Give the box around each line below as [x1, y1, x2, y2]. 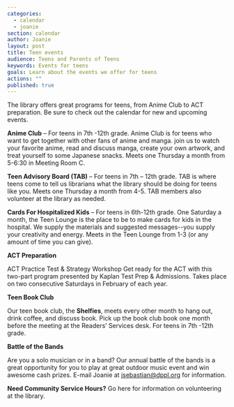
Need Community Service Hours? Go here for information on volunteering [7, 385, 221, 393]
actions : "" [7, 75, 42, 82]
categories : [7, 10, 42, 17]
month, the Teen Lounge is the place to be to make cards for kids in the [7, 216, 212, 224]
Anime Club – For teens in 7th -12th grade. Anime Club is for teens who [7, 129, 212, 138]
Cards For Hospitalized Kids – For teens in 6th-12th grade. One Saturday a [7, 208, 221, 216]
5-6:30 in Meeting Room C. [7, 158, 86, 168]
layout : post [7, 43, 45, 50]
